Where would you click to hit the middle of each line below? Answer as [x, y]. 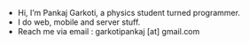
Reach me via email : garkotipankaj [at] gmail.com [109, 31]
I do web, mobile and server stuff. [79, 22]
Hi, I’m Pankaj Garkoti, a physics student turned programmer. [129, 13]
